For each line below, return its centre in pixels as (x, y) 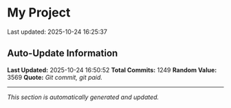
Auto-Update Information (63, 53)
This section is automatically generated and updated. (83, 97)
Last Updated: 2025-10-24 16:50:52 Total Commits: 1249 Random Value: (112, 69)
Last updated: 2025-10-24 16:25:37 (57, 32)
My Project (39, 13)
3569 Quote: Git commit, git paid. (55, 77)
